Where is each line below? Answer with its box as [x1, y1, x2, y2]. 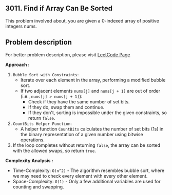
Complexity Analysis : [5, 157, 53, 163]
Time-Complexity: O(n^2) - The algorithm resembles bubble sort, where [12, 167, 165, 174]
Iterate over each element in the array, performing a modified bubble [20, 77, 166, 83]
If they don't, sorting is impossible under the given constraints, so [28, 110, 167, 116]
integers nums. [5, 23, 37, 29]
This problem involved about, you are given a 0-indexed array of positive [5, 17, 159, 24]
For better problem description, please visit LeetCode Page [5, 51, 130, 58]
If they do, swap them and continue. [28, 104, 105, 110]
